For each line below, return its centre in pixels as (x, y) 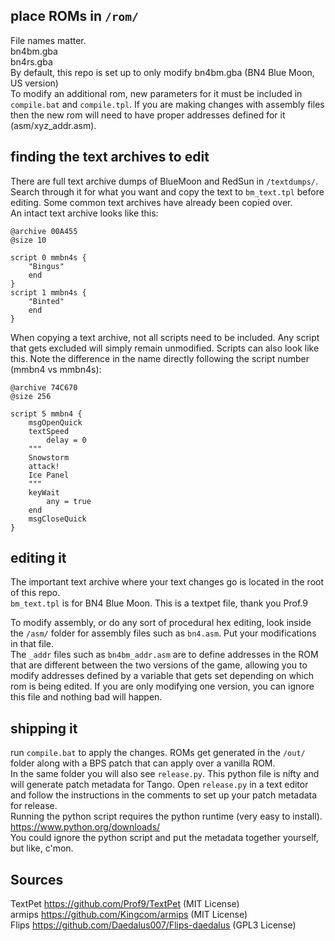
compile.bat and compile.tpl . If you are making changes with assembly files (167, 104)
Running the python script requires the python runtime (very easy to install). (166, 816)
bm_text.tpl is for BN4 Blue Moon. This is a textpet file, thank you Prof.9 (159, 603)
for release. (34, 806)
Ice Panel (49, 475)
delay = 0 (66, 440)
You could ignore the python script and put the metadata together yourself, (164, 838)
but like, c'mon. (42, 848)
